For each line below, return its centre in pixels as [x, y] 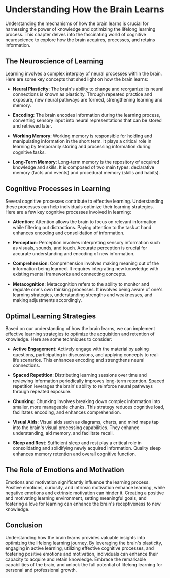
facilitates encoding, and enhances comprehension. [67, 412]
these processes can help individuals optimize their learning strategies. [80, 206]
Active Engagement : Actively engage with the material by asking [81, 349]
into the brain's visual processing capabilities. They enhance [76, 428]
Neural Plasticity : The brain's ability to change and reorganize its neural [88, 89]
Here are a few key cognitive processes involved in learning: [68, 212]
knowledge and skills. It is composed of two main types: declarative [83, 167]
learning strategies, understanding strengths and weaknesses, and [82, 295]
